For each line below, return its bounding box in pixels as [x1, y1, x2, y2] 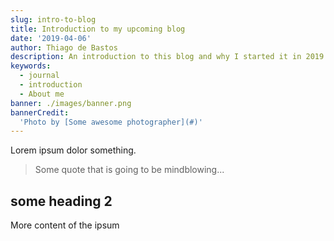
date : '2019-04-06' [10, 33, 92, 43]
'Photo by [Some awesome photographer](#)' [19, 117, 203, 127]
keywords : [10, 61, 52, 71]
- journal [19, 71, 60, 81]
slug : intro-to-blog [10, 14, 97, 25]
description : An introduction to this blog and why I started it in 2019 [10, 52, 325, 62]
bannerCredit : [10, 107, 70, 118]
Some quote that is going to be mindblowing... [34, 164, 225, 176]
